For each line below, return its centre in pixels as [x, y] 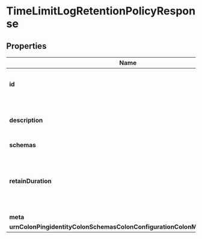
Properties [26, 46]
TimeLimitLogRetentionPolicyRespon [101, 11]
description [26, 120]
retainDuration [31, 181]
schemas [23, 145]
